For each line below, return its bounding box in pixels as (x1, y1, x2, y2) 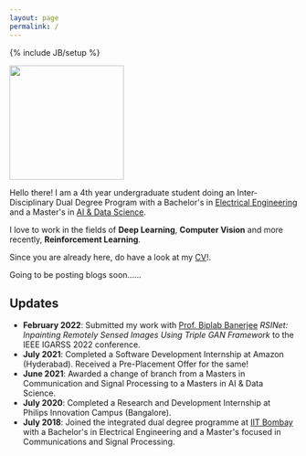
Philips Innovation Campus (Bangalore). (22, 408, 172, 419)
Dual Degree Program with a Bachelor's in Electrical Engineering (56, 196, 298, 207)
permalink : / (9, 22, 59, 31)
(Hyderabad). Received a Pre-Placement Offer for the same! (22, 358, 249, 370)
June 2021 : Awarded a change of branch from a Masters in (22, 368, 246, 379)
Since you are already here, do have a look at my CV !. (9, 251, 212, 262)
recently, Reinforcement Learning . (9, 234, 142, 245)
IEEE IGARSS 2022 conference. (22, 339, 141, 350)
